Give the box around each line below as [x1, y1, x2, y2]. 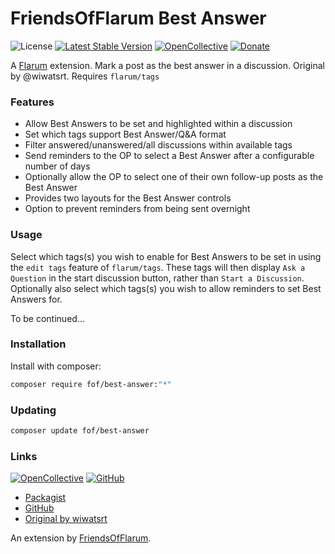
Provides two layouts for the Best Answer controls [24, 192, 232, 204]
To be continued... [10, 312, 85, 324]
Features [10, 95, 55, 109]
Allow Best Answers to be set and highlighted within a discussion [24, 118, 293, 130]
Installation [10, 337, 67, 351]
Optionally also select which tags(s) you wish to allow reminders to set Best [10, 282, 322, 294]
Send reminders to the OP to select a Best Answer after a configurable [24, 150, 315, 162]
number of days [24, 160, 91, 172]
